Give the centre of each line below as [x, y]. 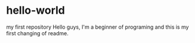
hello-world [36, 10]
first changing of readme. [37, 33]
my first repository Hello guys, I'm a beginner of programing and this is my [97, 27]
